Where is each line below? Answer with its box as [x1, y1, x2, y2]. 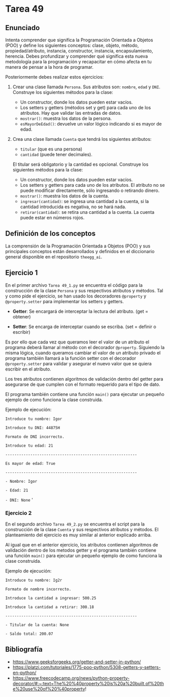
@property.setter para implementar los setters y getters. [5, 298, 124, 304]
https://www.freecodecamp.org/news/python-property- [12, 675, 130, 681]
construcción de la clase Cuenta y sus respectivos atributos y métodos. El [5, 526, 159, 532]
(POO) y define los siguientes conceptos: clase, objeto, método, [5, 42, 139, 48]
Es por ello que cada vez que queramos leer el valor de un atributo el [5, 339, 150, 345]
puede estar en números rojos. [20, 215, 85, 220]
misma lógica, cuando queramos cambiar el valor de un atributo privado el [5, 350, 161, 356]
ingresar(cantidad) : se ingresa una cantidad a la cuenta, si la [20, 198, 149, 204]
